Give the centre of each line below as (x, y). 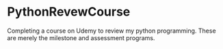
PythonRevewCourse (69, 12)
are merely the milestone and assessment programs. (81, 37)
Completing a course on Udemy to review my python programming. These (112, 31)
